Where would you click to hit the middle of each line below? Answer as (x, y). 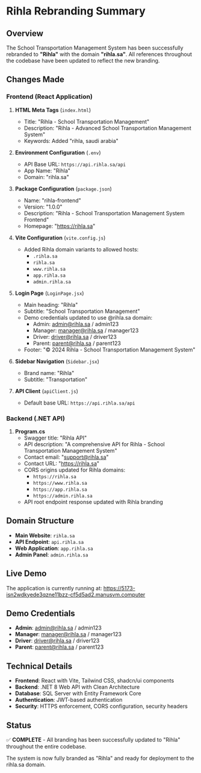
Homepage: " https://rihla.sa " (60, 226)
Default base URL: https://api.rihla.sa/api (79, 403)
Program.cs (30, 431)
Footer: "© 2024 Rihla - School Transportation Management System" (110, 349)
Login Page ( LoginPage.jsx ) (49, 293)
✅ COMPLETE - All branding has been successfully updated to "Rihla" (93, 740)
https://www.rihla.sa (60, 483)
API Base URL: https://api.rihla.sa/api (75, 164)
